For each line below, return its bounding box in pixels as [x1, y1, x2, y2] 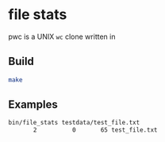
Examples [8, 98, 58, 112]
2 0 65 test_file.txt [33, 126, 158, 134]
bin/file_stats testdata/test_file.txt [8, 119, 140, 127]
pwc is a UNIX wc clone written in [8, 32, 116, 41]
